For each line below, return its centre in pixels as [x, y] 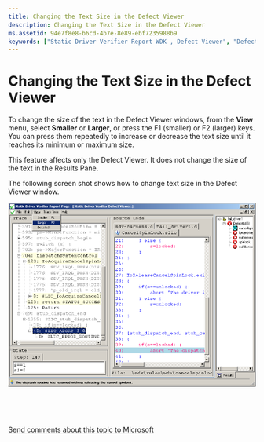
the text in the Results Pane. [53, 168]
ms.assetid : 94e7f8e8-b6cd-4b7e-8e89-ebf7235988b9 [93, 33]
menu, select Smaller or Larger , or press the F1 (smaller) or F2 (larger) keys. [132, 128]
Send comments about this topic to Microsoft [81, 429]
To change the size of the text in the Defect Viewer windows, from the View [131, 120]
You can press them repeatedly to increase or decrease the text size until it [130, 137]
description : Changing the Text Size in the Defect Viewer [107, 25]
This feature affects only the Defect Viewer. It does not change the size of [128, 160]
